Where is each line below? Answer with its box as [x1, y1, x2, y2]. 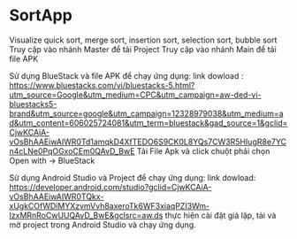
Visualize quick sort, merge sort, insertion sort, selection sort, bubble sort [9, 35, 278, 45]
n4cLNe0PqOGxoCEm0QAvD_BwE [9, 145, 135, 156]
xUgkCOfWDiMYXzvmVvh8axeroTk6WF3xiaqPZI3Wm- [9, 200, 210, 211]
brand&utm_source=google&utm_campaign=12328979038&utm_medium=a [9, 108, 285, 119]
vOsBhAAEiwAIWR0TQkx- [9, 191, 104, 202]
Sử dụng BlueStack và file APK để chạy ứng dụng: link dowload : [9, 70, 244, 81]
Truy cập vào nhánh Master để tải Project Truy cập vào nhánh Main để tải [9, 43, 277, 54]
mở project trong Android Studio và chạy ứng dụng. [9, 219, 196, 230]
